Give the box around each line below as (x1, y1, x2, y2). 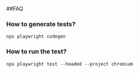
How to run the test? (6, 47, 67, 56)
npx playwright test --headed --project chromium (6, 61, 134, 67)
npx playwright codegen (6, 34, 66, 39)
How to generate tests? (6, 20, 76, 28)
